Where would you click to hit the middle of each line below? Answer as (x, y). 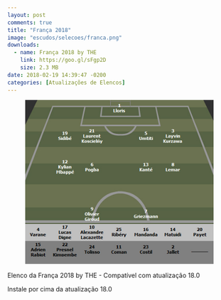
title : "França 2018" (39, 30)
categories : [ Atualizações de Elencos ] (66, 82)
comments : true (30, 22)
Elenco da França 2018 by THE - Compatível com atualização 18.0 (104, 275)
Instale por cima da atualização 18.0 (60, 289)
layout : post (27, 15)
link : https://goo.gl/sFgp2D (63, 60)
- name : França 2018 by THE (55, 53)
